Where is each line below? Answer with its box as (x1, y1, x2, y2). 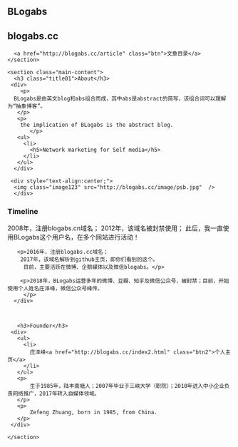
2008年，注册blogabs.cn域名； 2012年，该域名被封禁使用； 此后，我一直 (7, 224, 223, 232)
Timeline (7, 207, 38, 217)
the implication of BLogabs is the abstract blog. (20, 121, 174, 129)
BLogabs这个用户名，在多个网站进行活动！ (13, 232, 140, 241)
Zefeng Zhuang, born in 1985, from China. (29, 409, 158, 416)
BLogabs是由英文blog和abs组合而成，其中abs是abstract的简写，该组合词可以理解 (14, 96, 227, 103)
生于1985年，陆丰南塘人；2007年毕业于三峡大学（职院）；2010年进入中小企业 (29, 382, 224, 389)
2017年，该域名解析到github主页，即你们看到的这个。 (20, 256, 159, 263)
